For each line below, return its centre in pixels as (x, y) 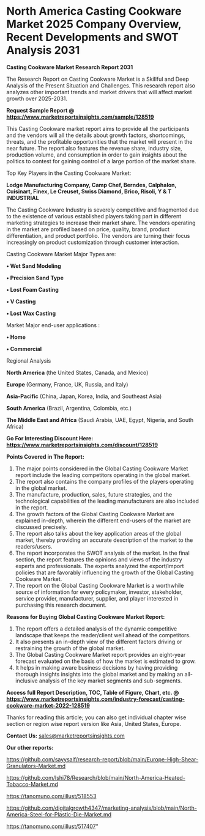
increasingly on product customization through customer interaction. (93, 242)
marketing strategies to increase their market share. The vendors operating (101, 223)
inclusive (26, 681)
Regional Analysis (29, 361)
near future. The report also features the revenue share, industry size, (94, 148)
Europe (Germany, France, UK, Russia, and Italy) (67, 384)
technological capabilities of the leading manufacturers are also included (107, 501)
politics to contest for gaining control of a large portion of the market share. (101, 161)
